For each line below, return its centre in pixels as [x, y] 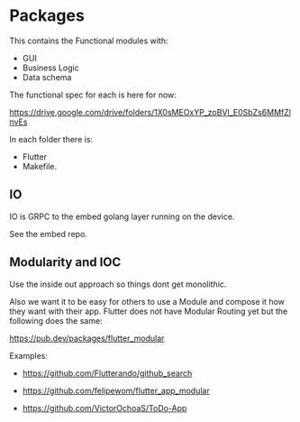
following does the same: [56, 320]
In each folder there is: [51, 139]
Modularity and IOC [65, 262]
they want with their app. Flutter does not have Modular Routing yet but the [149, 311]
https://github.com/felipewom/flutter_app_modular [116, 390]
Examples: [28, 355]
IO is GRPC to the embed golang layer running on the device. [122, 216]
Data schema [47, 77]
